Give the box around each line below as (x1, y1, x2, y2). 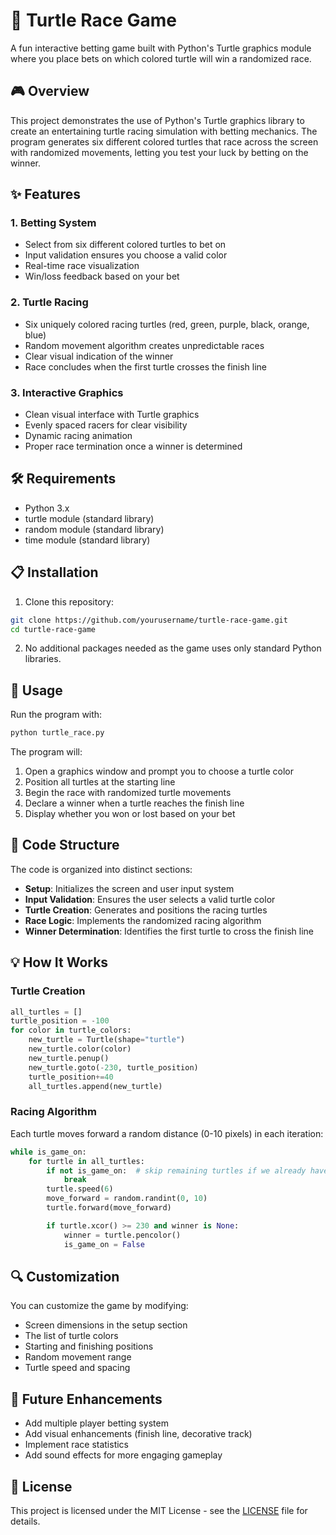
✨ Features (10, 186, 81, 203)
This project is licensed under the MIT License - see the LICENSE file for (10, 1504, 308, 1516)
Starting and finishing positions (24, 1340, 154, 1353)
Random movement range (24, 1351, 132, 1363)
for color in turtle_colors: (10, 1025, 132, 1036)
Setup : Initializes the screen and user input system (24, 882, 235, 894)
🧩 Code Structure (10, 837, 120, 854)
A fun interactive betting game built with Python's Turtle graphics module (10, 42, 312, 54)
